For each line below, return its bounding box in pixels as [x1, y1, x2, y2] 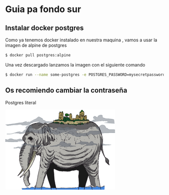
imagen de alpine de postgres [5, 42, 67, 48]
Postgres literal [5, 99, 37, 105]
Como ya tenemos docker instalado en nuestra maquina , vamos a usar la [5, 37, 157, 43]
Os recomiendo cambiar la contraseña [5, 86, 127, 95]
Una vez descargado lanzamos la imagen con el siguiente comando [5, 61, 145, 68]
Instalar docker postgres [5, 24, 84, 32]
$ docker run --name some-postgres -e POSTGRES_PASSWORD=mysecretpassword [5, 72, 165, 77]
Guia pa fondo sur [5, 4, 81, 15]
